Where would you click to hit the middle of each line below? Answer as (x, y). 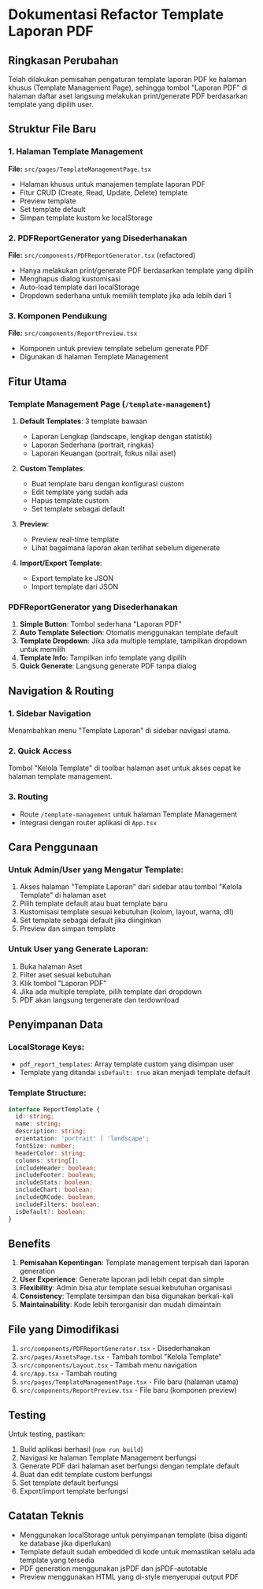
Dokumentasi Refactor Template (116, 15)
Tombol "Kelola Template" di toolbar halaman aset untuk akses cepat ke (125, 768)
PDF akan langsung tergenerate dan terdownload (99, 999)
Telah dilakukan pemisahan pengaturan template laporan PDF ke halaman (127, 79)
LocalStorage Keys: (46, 1047)
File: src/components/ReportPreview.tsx (73, 333)
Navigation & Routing (61, 691)
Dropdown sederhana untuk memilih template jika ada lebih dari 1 (125, 295)
